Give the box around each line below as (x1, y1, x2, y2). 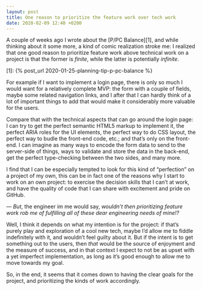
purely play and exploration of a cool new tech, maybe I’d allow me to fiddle (6, 228, 194, 235)
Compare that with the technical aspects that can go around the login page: (6, 116, 194, 123)
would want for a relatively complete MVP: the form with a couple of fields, (6, 85, 191, 92)
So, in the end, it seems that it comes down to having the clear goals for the (6, 271, 194, 278)
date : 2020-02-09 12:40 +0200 (6, 20, 82, 26)
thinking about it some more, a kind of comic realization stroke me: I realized (6, 43, 195, 50)
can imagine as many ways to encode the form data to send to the (21, 142, 186, 149)
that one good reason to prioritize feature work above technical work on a (6, 49, 189, 56)
